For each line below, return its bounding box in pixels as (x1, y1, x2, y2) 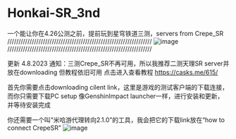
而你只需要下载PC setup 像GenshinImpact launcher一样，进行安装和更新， (7, 92, 224, 100)
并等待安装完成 (7, 100, 51, 109)
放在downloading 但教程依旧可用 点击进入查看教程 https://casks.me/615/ (7, 68, 218, 76)
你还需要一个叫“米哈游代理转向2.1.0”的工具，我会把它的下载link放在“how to (7, 115, 225, 124)
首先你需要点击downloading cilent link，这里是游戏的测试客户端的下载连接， (7, 83, 229, 91)
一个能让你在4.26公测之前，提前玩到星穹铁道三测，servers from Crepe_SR (7, 29, 224, 37)
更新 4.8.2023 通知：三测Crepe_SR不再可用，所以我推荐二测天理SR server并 (7, 59, 230, 68)
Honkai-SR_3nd (7, 5, 101, 21)
